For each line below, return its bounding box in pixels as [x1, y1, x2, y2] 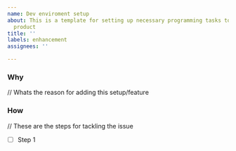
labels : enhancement [7, 37, 68, 44]
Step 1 [17, 135, 36, 144]
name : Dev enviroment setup [7, 10, 90, 18]
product [13, 23, 37, 30]
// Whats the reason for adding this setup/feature [7, 88, 150, 97]
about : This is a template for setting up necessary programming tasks [7, 17, 221, 24]
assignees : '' [7, 43, 49, 50]
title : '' [7, 29, 37, 37]
